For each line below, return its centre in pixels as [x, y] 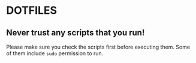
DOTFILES [32, 10]
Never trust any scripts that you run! [76, 33]
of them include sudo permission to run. [55, 53]
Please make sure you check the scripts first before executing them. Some [98, 47]
